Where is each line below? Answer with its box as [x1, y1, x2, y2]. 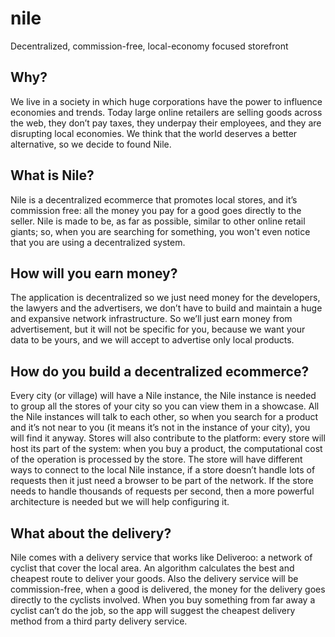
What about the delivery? [10, 525, 172, 542]
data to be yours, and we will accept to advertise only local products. [10, 334, 295, 346]
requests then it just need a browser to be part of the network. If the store [10, 475, 314, 487]
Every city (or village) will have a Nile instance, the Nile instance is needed [10, 390, 317, 402]
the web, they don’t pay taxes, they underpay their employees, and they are [10, 117, 322, 129]
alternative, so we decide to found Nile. [10, 138, 172, 150]
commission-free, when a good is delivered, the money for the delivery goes [10, 583, 326, 595]
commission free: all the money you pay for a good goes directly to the [10, 204, 302, 216]
